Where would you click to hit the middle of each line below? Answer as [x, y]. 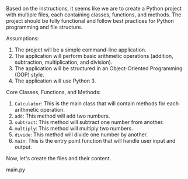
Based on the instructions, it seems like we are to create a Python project [94, 8]
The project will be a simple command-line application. [81, 50]
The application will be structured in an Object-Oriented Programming [98, 68]
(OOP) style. [29, 75]
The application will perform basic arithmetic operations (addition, [94, 56]
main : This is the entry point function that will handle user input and [95, 141]
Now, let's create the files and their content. [59, 158]
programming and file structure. [44, 27]
